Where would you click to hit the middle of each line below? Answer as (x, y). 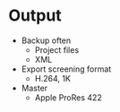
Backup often (46, 40)
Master (34, 88)
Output (35, 16)
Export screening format (66, 69)
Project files (57, 49)
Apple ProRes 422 (68, 97)
